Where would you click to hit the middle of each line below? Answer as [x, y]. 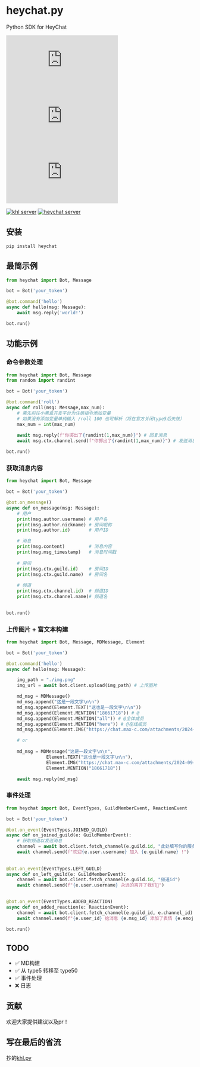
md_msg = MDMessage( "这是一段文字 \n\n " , [65, 752]
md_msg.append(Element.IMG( [51, 729]
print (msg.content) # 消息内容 [64, 547]
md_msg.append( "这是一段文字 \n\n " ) [58, 702]
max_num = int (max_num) [46, 424]
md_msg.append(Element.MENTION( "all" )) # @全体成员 [80, 718]
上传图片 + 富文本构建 [37, 629]
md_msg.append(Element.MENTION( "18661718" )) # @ [78, 713]
